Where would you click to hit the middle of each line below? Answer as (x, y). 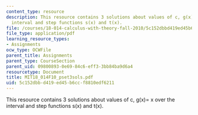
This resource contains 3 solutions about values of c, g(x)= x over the (90, 100)
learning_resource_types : (38, 39)
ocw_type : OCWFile (29, 50)
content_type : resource (35, 11)
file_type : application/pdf (41, 34)
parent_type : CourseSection (41, 61)
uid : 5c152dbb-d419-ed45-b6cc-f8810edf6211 (60, 83)
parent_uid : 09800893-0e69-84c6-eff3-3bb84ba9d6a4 (70, 66)
